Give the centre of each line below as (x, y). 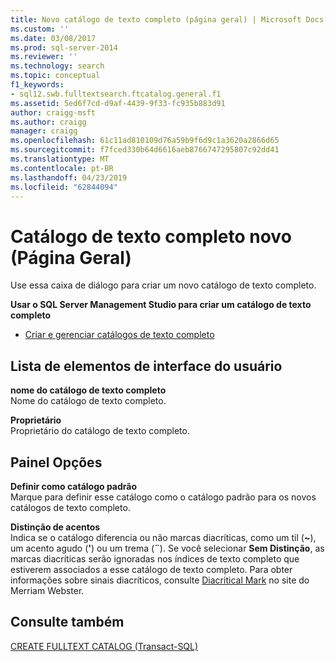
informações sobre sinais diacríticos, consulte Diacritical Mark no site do (160, 580)
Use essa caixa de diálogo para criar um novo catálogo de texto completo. (163, 285)
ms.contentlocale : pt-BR (62, 168)
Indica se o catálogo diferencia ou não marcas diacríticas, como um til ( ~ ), (163, 537)
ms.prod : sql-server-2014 (64, 47)
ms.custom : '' (40, 29)
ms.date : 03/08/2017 (53, 38)
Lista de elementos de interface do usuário (146, 366)
